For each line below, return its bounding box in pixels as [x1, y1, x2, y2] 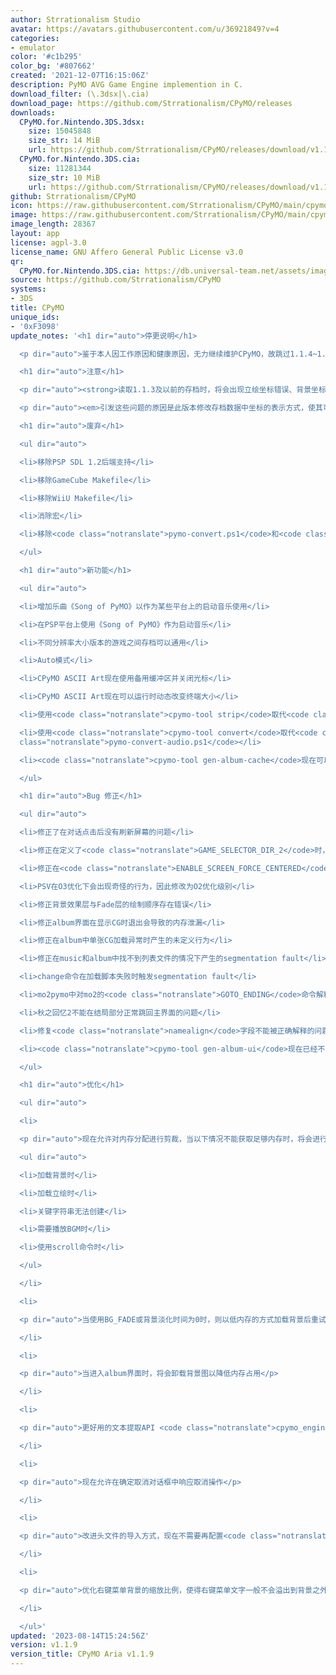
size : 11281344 [28, 163, 92, 173]
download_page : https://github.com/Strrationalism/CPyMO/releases [10, 98, 293, 108]
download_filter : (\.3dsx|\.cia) [10, 89, 150, 99]
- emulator [10, 42, 56, 53]
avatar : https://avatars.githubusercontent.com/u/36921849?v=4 [10, 24, 280, 34]
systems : [10, 284, 47, 295]
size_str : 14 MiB [28, 136, 101, 146]
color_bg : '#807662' [10, 61, 97, 71]
